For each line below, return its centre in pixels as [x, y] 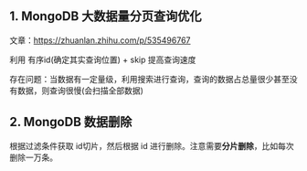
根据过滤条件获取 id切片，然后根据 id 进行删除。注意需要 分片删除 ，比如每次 [152, 145]
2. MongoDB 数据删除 [71, 122]
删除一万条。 [33, 157]
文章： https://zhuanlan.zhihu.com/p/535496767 [100, 40]
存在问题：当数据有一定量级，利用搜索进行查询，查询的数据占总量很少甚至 [149, 79]
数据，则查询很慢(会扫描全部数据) [80, 91]
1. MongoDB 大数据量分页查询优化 [106, 16]
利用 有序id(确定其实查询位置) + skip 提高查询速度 [103, 59]
